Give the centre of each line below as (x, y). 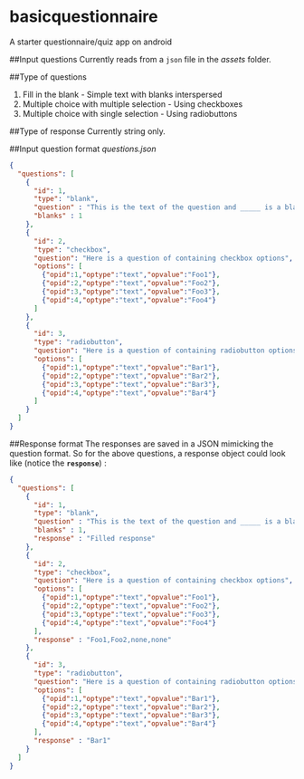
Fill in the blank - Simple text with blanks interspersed (123, 94)
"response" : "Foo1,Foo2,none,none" (102, 640)
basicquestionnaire (84, 17)
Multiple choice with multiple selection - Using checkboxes (133, 104)
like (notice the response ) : (58, 463)
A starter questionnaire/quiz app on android (91, 42)
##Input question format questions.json (83, 149)
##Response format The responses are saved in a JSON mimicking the (142, 443)
